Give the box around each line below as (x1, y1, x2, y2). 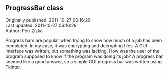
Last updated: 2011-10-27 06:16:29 (5, 22, 77, 28)
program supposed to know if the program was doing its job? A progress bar (5, 53, 163, 59)
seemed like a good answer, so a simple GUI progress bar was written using (5, 58, 162, 64)
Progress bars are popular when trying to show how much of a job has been (5, 37, 162, 43)
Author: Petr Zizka (5, 27, 43, 34)
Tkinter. (5, 64, 21, 70)
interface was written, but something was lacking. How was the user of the (5, 48, 160, 54)
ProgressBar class (5, 4, 64, 12)
